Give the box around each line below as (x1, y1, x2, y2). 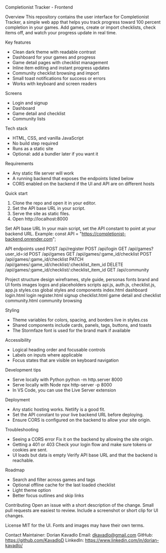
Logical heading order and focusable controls (12, 347, 106, 353)
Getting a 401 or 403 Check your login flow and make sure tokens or (12, 442, 152, 447)
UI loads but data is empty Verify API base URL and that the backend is (12, 452, 158, 458)
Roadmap (5, 467, 25, 473)
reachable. (12, 458, 35, 463)
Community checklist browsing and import (12, 70, 99, 76)
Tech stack (5, 125, 28, 131)
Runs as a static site (12, 146, 54, 151)
